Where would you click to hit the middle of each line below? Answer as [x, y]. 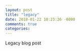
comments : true [21, 24]
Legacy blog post [23, 43]
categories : [18, 29]
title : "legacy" [22, 15]
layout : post [19, 10]
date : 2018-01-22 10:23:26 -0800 [40, 19]
